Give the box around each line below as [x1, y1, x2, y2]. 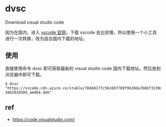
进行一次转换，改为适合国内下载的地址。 [5, 35, 87, 41]
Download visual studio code [5, 19, 64, 25]
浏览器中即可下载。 [5, 71, 44, 77]
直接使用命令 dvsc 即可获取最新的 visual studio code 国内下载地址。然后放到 [5, 65, 161, 71]
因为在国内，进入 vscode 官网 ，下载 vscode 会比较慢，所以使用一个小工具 [5, 29, 157, 35]
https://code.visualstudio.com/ [12, 116, 75, 122]
